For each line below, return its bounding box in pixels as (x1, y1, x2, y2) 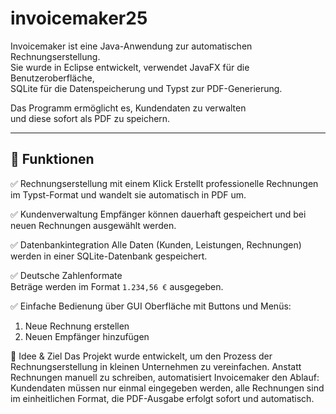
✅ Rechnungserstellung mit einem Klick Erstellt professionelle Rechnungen (10, 177, 319, 189)
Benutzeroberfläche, (10, 72, 95, 84)
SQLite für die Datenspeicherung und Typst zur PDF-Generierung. (10, 82, 283, 94)
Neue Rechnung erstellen (24, 320, 130, 332)
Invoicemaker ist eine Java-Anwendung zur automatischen (10, 40, 253, 52)
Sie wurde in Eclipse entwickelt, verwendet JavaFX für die (10, 61, 250, 73)
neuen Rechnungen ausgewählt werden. (10, 219, 177, 231)
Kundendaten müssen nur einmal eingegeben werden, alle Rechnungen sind (10, 382, 325, 394)
